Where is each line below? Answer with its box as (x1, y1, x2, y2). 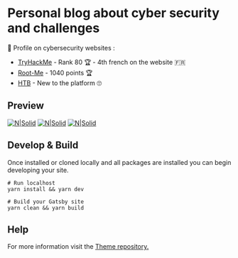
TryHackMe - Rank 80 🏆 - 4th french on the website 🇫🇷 (17, 58, 186, 66)
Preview (7, 100, 45, 112)
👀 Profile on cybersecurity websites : (7, 43, 115, 52)
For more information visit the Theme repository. (7, 242, 149, 251)
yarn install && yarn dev (7, 186, 84, 193)
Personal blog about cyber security (7, 5, 220, 21)
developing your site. (7, 166, 69, 174)
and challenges (7, 20, 100, 36)
